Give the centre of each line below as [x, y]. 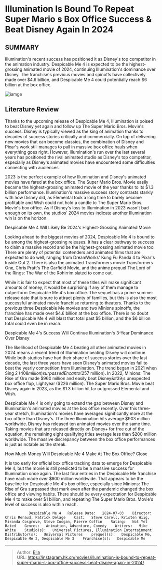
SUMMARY [22, 47]
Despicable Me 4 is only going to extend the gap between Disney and [74, 403]
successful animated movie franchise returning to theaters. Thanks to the [78, 303]
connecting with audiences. [33, 167]
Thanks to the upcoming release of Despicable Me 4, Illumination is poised [79, 121]
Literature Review [32, 109]
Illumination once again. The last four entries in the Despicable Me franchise [81, 473]
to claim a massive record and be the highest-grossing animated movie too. [80, 247]
